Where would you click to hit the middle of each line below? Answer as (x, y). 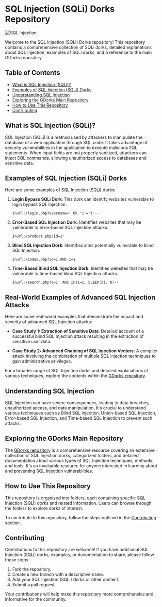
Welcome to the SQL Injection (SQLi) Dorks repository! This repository (75, 42)
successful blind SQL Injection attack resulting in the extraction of (78, 336)
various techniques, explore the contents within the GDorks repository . (76, 376)
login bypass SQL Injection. (39, 204)
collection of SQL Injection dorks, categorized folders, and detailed (72, 455)
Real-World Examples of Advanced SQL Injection (80, 297)
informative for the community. (36, 599)
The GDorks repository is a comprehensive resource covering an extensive (80, 450)
